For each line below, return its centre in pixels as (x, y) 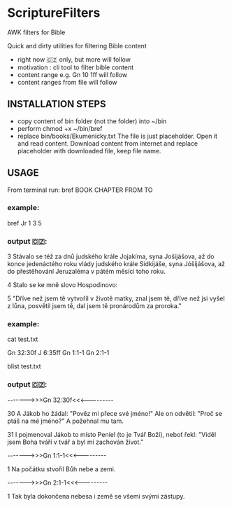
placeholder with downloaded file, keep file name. (89, 151)
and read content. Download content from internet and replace (107, 143)
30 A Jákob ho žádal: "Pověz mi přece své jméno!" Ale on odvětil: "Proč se (115, 413)
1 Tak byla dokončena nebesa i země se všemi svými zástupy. (96, 496)
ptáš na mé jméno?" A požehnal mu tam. (66, 421)
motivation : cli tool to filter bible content (75, 67)
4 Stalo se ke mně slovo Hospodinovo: (63, 285)
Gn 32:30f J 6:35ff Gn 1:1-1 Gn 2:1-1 (58, 353)
